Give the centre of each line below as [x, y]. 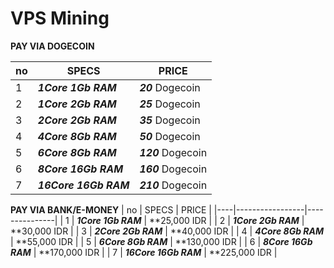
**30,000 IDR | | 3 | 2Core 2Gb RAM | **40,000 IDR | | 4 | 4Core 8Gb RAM [167, 231]
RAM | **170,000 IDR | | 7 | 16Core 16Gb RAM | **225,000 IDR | [144, 252]
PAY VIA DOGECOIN [52, 46]
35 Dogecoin [170, 120]
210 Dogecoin [173, 185]
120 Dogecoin [173, 152]
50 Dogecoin [170, 136]
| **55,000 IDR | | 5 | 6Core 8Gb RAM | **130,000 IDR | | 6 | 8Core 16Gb [161, 241]
